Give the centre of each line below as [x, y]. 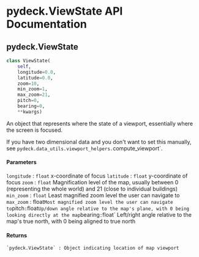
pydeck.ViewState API [65, 11]
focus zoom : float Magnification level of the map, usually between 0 [92, 182]
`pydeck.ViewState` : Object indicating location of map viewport [93, 248]
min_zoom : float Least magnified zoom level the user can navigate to [93, 195]
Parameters [21, 162]
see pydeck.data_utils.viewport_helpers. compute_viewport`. [84, 148]
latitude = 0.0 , [35, 78]
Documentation [47, 24]
